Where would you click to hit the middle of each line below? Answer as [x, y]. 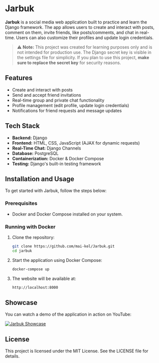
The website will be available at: [44, 278]
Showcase [21, 303]
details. [12, 356]
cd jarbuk [22, 251]
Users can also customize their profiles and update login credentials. [85, 38]
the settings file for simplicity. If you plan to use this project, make [83, 57]
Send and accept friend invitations [46, 95]
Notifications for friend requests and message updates [67, 110]
